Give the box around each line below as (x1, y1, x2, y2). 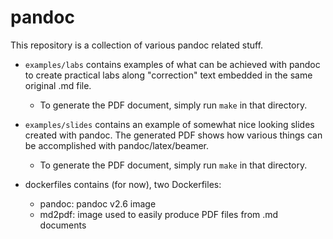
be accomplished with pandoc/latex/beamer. (24, 139, 209, 151)
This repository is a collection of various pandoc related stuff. (10, 39, 264, 51)
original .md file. (24, 79, 92, 91)
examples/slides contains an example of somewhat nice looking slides (24, 118, 315, 130)
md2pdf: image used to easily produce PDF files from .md (39, 208, 279, 220)
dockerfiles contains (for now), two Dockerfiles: (24, 178, 222, 190)
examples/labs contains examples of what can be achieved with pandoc (24, 58, 321, 70)
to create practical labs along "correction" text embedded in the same (24, 69, 313, 81)
